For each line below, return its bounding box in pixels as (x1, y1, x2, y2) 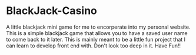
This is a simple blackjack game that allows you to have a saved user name (6, 29, 188, 36)
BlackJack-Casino (6, 4, 97, 18)
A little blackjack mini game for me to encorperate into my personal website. (6, 23, 191, 30)
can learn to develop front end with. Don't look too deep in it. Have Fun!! (6, 42, 181, 49)
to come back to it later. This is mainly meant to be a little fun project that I (6, 36, 186, 43)
